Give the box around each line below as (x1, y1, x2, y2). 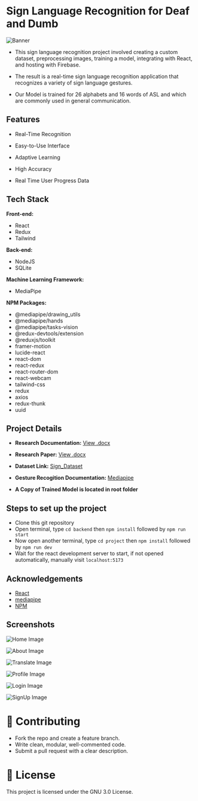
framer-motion (14, 342, 51, 350)
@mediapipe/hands (14, 317, 63, 324)
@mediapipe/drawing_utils (14, 311, 81, 318)
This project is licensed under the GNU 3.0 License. (6, 788, 133, 795)
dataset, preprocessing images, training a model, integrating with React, (14, 55, 193, 62)
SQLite (14, 264, 32, 271)
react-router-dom (14, 368, 59, 375)
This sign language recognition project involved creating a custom (14, 48, 178, 55)
